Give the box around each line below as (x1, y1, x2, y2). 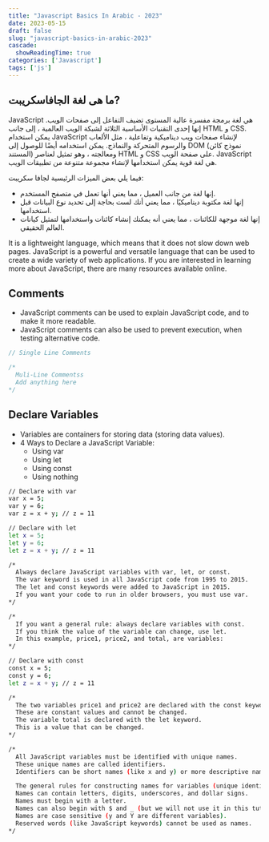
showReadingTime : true (15, 49, 91, 57)
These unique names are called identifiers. (15, 760, 167, 768)
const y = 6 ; (8, 671, 52, 679)
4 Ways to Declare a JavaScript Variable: (19, 437, 155, 447)
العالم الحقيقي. (19, 222, 65, 232)
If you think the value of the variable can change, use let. (15, 627, 227, 635)
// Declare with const (8, 657, 84, 665)
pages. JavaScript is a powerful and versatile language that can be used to (8, 246, 255, 256)
